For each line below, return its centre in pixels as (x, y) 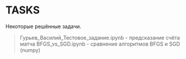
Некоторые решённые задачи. (43, 26)
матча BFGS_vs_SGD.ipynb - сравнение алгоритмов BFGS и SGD (100, 44)
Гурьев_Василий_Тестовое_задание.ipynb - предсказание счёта (100, 37)
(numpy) (30, 50)
